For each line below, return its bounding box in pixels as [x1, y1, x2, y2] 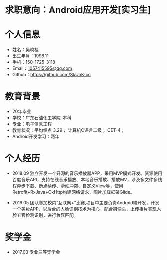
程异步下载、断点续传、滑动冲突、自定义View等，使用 [12, 183, 124, 189]
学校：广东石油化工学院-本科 [12, 115, 72, 121]
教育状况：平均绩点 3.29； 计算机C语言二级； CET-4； [12, 127, 125, 133]
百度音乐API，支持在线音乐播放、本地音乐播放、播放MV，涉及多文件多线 [12, 177, 162, 182]
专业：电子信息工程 [12, 121, 52, 127]
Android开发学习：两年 [12, 133, 60, 140]
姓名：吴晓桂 [12, 47, 39, 53]
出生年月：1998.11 [12, 53, 49, 59]
